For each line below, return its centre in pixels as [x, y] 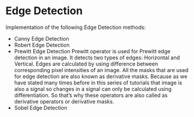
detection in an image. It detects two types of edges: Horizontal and [97, 57]
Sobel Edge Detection [41, 108]
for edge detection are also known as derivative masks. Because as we [101, 76]
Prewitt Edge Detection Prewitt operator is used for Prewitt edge [92, 51]
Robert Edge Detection [42, 45]
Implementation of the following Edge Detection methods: [76, 27]
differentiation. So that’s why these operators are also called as [91, 95]
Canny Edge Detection [41, 38]
